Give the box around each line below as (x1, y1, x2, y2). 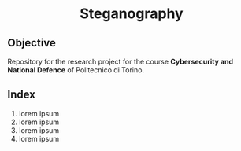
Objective (7, 36, 57, 50)
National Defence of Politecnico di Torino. (7, 65, 145, 75)
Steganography (80, 5, 184, 23)
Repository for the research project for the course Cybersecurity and (7, 57, 234, 66)
